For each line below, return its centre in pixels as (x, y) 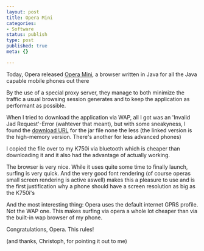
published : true (27, 46)
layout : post (23, 12)
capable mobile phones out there (48, 80)
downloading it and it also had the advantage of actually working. (88, 155)
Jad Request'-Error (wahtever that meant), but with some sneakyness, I (96, 124)
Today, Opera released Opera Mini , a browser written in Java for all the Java (102, 74)
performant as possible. (36, 105)
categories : (21, 23)
